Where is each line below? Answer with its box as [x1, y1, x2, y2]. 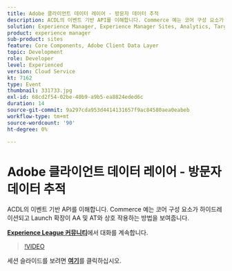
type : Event [7, 81, 41, 88]
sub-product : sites [7, 36, 64, 43]
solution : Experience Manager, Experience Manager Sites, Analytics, [7, 23, 212, 30]
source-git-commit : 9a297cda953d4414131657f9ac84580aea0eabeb [7, 106, 190, 113]
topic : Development [7, 49, 64, 56]
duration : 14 [7, 100, 45, 107]
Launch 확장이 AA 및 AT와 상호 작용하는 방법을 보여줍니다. [30, 214, 190, 222]
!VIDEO [23, 243, 45, 251]
